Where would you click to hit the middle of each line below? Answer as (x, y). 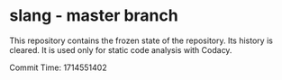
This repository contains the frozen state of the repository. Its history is (141, 40)
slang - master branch (94, 16)
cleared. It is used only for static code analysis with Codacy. (121, 49)
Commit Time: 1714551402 (58, 67)
